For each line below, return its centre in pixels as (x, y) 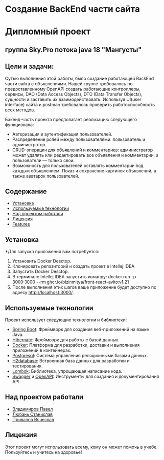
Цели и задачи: (30, 67)
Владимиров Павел (32, 409)
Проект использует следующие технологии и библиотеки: (66, 320)
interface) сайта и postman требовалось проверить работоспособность (80, 104)
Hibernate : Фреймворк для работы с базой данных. (66, 340)
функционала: (20, 125)
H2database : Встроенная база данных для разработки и (71, 361)
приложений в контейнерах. (42, 350)
